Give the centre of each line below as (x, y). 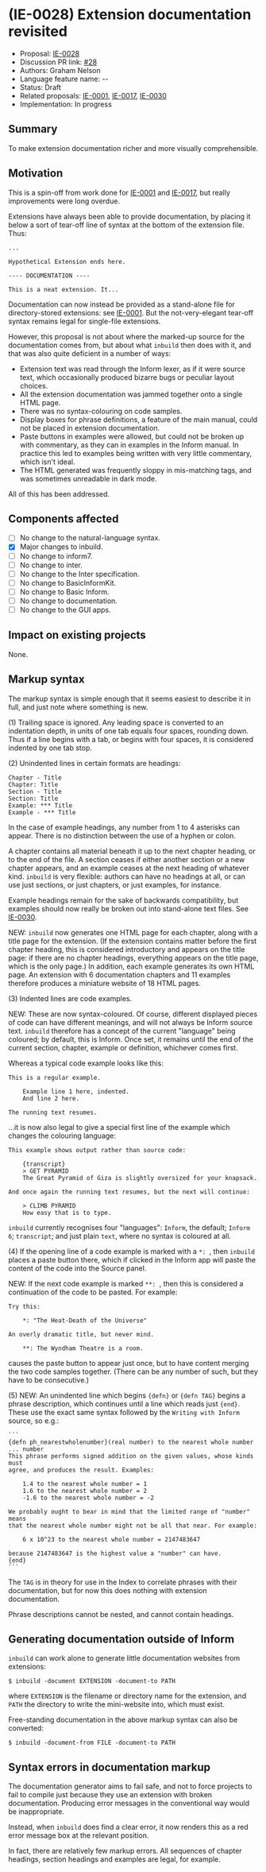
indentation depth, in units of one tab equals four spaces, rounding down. (128, 731)
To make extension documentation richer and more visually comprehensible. (133, 148)
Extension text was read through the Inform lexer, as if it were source (133, 369)
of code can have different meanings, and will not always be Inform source (131, 1022)
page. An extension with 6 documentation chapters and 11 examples (120, 974)
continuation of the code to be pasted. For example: (93, 1292)
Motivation (36, 174)
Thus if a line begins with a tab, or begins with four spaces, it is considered (131, 739)
